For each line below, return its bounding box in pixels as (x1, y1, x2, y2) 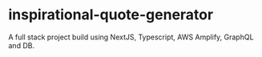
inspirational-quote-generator (8, 6, 214, 24)
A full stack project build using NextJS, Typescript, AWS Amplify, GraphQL (8, 32, 254, 42)
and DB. (8, 40, 34, 50)
